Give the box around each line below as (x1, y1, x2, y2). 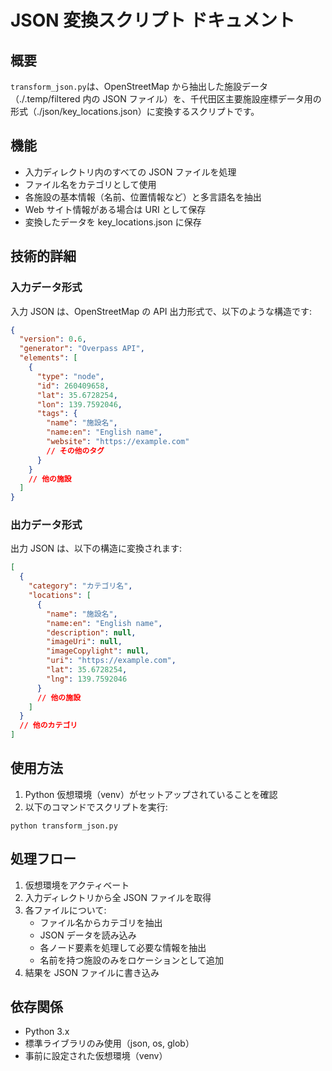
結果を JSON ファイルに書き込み (24, 966, 160, 978)
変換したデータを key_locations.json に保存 (24, 216, 202, 228)
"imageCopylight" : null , (46, 646, 150, 656)
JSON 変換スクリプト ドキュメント (10, 9, 295, 32)
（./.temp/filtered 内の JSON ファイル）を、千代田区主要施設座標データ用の (10, 93, 322, 105)
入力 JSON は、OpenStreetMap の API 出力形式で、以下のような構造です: (10, 305, 313, 317)
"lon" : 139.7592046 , (36, 399, 123, 410)
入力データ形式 (10, 281, 83, 295)
